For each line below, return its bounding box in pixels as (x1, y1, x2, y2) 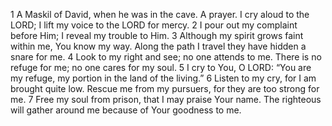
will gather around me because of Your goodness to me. (10, 104, 242, 116)
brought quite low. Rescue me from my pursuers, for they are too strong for (10, 83, 320, 94)
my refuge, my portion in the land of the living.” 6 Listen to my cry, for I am (10, 72, 317, 84)
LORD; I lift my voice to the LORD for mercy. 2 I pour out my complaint (10, 19, 298, 31)
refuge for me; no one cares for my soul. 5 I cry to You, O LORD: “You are (10, 62, 312, 73)
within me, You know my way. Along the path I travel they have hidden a (10, 40, 307, 52)
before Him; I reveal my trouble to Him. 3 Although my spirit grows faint (10, 30, 304, 41)
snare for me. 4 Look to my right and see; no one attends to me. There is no (10, 51, 322, 63)
